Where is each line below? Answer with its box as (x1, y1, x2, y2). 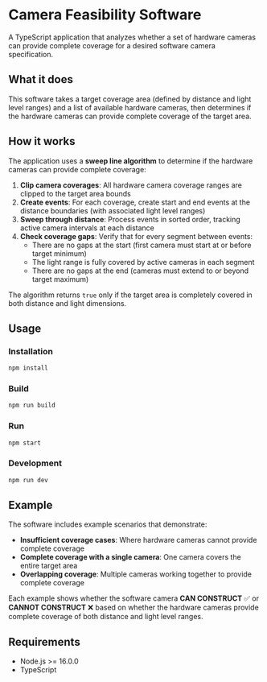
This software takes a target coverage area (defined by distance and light (8, 94, 252, 104)
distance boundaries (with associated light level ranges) (19, 205, 206, 215)
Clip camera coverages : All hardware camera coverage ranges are (19, 180, 243, 190)
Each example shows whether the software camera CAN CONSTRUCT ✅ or (8, 593, 260, 603)
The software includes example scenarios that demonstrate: (8, 519, 207, 529)
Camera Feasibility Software (8, 6, 202, 24)
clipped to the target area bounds (19, 188, 131, 198)
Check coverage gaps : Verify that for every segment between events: (19, 231, 253, 241)
